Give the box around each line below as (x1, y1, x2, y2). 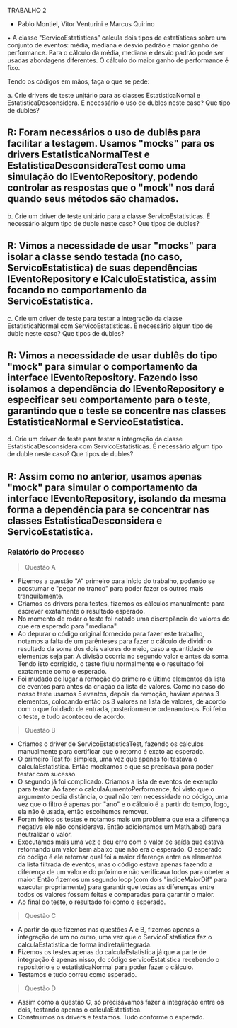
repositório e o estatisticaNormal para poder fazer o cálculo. (17, 963, 194, 971)
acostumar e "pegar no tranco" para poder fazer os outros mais (17, 584, 204, 593)
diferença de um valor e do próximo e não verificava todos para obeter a (17, 868, 229, 876)
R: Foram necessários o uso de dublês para (7, 127, 201, 139)
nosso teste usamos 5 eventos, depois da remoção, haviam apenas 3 (17, 690, 219, 699)
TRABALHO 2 (7, 6, 47, 14)
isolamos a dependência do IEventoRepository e (7, 383, 224, 395)
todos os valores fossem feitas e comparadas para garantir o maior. (17, 891, 215, 899)
